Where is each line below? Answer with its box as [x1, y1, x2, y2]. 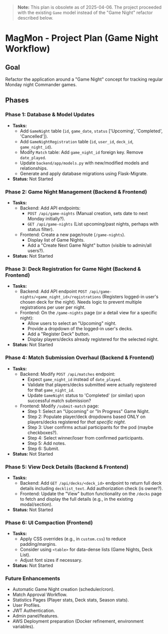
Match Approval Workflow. [12, 591, 68, 598]
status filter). [27, 226, 54, 232]
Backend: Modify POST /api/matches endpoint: [20, 371, 115, 377]
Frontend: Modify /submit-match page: [20, 403, 99, 409]
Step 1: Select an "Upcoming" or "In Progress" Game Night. [27, 408, 150, 414]
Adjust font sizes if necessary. [20, 557, 83, 563]
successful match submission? [27, 397, 91, 403]
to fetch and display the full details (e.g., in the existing [20, 496, 133, 502]
